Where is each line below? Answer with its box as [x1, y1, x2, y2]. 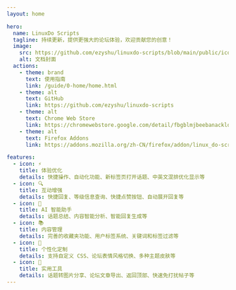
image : [13, 43, 32, 50]
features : [6, 154, 36, 161]
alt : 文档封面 [19, 56, 57, 64]
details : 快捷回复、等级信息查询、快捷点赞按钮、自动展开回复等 [19, 193, 185, 200]
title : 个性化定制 [19, 246, 68, 253]
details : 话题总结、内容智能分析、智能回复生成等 [19, 213, 148, 220]
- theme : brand [19, 68, 64, 76]
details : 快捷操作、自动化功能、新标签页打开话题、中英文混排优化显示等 [19, 174, 205, 181]
